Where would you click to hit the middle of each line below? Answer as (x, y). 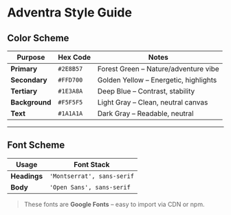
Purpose (31, 57)
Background (31, 102)
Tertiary (24, 91)
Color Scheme (38, 38)
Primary (24, 69)
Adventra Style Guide (70, 13)
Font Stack (91, 164)
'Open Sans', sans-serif (90, 187)
